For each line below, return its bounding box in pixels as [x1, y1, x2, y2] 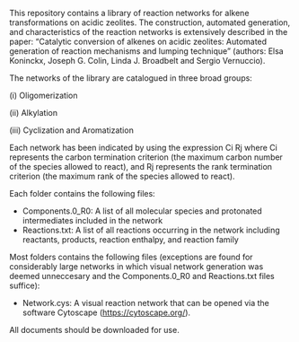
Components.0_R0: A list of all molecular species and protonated [22, 206, 262, 216]
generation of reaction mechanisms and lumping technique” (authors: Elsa [9, 46, 285, 57]
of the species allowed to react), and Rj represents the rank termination [9, 162, 272, 171]
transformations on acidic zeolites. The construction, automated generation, [9, 17, 291, 28]
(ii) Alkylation [9, 108, 58, 118]
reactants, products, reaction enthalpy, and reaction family [22, 234, 240, 245]
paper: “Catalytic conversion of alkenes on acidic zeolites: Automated [9, 36, 268, 47]
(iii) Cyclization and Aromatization [9, 125, 135, 136]
